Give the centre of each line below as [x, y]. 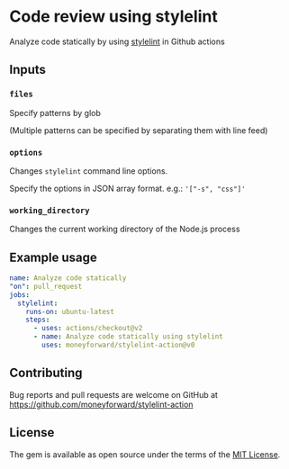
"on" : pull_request [46, 286]
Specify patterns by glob [55, 113]
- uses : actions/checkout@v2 [88, 329]
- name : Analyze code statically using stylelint [128, 337]
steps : [38, 320]
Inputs [28, 70]
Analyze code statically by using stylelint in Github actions [117, 41]
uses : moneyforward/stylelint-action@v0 [118, 345]
